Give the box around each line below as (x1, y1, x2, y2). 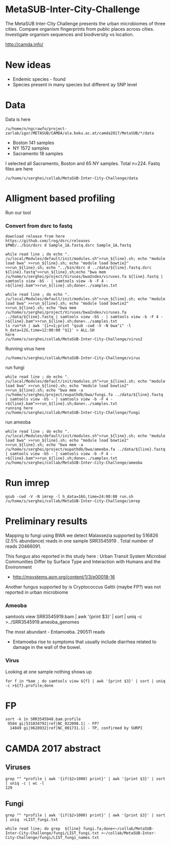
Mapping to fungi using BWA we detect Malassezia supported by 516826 (5, 532, 158, 538)
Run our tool (5, 209, 32, 216)
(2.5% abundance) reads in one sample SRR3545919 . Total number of (5, 537, 154, 544)
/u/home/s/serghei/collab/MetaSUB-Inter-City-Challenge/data (5, 175, 138, 181)
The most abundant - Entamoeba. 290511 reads (5, 629, 105, 635)
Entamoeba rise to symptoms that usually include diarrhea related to (12, 639, 157, 645)
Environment (5, 564, 32, 570)
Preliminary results (5, 515, 88, 527)
